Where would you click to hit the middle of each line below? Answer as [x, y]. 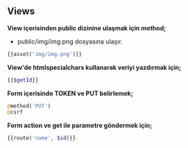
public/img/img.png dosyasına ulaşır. [70, 41]
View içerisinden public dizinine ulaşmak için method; [87, 28]
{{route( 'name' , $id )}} [42, 138]
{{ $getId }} [23, 80]
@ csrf [15, 112]
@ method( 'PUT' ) [29, 106]
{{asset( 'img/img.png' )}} [44, 54]
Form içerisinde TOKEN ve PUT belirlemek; [70, 93]
